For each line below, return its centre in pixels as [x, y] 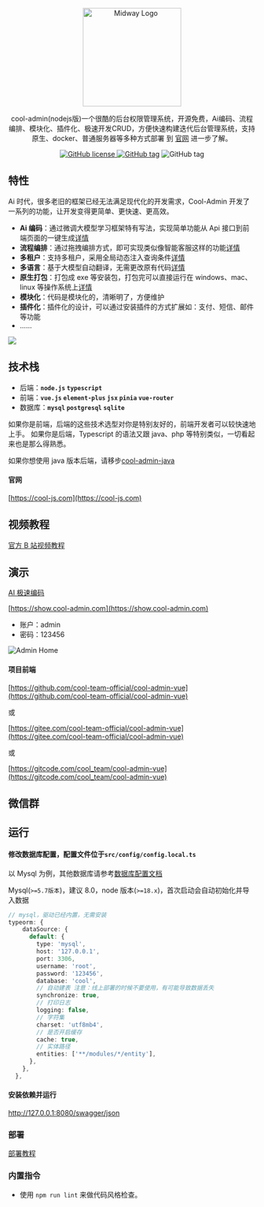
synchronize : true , [68, 996]
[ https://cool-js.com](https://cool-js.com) [75, 497]
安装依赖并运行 [32, 1095]
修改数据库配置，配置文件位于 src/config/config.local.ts [102, 855]
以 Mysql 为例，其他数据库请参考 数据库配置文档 [85, 873]
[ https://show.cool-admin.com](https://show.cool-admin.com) [108, 609]
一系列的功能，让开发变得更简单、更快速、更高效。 [91, 211]
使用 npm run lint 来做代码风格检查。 [81, 1194]
